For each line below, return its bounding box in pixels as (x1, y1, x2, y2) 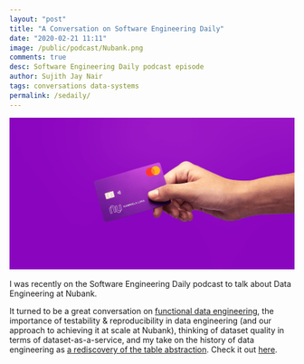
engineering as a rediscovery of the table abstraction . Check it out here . (9, 344, 278, 355)
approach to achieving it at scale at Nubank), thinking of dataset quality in (9, 324, 285, 335)
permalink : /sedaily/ (9, 91, 91, 100)
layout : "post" (9, 14, 67, 24)
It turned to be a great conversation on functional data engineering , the (9, 305, 274, 316)
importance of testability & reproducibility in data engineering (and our (9, 315, 271, 326)
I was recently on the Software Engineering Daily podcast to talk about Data (9, 278, 292, 289)
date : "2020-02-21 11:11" (9, 34, 107, 43)
